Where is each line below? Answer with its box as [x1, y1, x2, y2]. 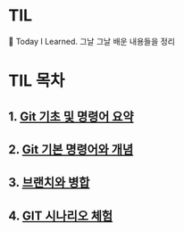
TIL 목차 [8, 70, 65, 91]
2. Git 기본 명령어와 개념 [8, 142, 134, 157]
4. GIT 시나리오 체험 [8, 208, 113, 223]
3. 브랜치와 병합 [8, 175, 90, 190]
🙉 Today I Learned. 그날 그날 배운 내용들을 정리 [8, 36, 176, 46]
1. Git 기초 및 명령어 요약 [8, 109, 134, 124]
